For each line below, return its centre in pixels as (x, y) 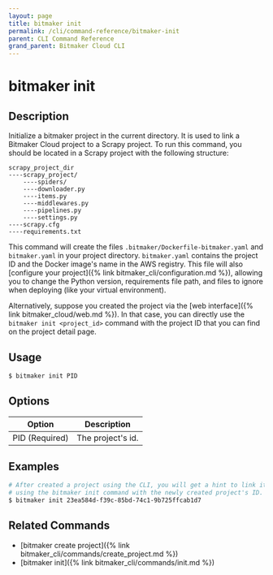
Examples (34, 467)
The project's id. (108, 438)
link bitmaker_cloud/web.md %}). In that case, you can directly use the (127, 314)
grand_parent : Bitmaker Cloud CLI (67, 46)
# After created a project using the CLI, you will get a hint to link (132, 485)
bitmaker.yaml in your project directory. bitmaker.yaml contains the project (133, 256)
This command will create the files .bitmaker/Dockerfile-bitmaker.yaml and (136, 247)
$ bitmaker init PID (43, 376)
